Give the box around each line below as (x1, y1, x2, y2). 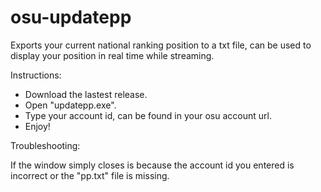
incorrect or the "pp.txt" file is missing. (10, 169, 170, 181)
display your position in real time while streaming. (10, 49, 215, 61)
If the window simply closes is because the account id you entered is (10, 159, 295, 171)
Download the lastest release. (24, 88, 148, 100)
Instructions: (10, 69, 62, 81)
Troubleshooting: (10, 139, 81, 151)
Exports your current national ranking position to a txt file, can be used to (10, 39, 312, 51)
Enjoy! (24, 120, 51, 132)
